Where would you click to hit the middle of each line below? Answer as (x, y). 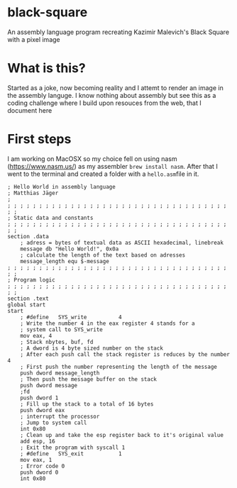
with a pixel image (34, 39)
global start (27, 305)
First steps (39, 139)
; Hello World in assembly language (61, 187)
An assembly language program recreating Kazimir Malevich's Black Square (118, 32)
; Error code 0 (43, 466)
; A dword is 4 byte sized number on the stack (92, 348)
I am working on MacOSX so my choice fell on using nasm (92, 159)
